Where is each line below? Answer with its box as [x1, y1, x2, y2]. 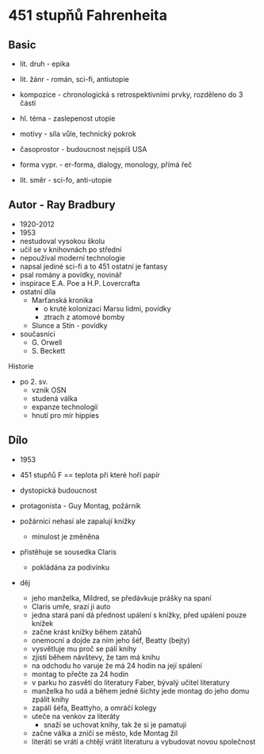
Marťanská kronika [31, 295, 94, 304]
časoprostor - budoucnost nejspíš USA [19, 145, 147, 153]
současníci [19, 329, 55, 338]
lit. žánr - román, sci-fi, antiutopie [19, 75, 129, 83]
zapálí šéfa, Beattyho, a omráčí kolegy [31, 702, 157, 713]
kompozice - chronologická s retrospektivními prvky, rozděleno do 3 [19, 90, 243, 99]
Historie [8, 361, 34, 371]
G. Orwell [31, 337, 63, 347]
